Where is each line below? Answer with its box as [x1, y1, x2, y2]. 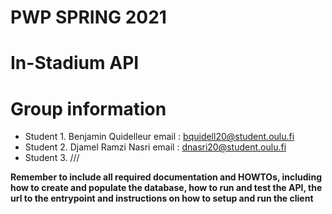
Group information [10, 97, 167, 120]
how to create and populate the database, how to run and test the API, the [10, 182, 323, 194]
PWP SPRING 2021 [10, 6, 167, 29]
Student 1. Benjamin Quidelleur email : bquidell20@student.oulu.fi [24, 131, 295, 143]
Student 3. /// [24, 152, 80, 164]
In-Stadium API [10, 52, 140, 75]
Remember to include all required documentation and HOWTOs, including [10, 171, 322, 183]
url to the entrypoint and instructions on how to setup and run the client [10, 192, 314, 205]
